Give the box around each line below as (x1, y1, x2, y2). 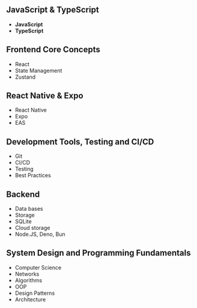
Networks (14, 270, 40, 277)
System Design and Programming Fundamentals (6, 248, 191, 258)
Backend (6, 189, 40, 199)
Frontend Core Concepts (6, 44, 101, 55)
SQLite (14, 218, 32, 225)
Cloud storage (14, 225, 50, 232)
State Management (14, 67, 62, 74)
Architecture (14, 295, 46, 303)
